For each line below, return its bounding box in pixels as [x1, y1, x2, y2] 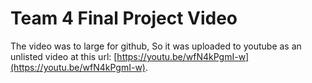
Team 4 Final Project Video [10, 7, 238, 30]
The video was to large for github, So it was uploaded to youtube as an [10, 40, 302, 52]
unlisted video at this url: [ [10, 50, 118, 62]
